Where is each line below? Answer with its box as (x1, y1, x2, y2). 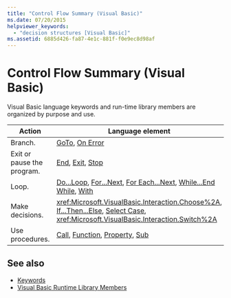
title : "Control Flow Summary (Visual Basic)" (7, 10, 143, 17)
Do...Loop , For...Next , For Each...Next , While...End (56, 178, 215, 187)
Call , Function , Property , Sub (56, 230, 149, 240)
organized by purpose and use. (7, 110, 96, 118)
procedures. (10, 235, 50, 244)
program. (10, 167, 41, 176)
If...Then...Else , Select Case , (56, 206, 146, 215)
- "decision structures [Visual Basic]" (13, 29, 131, 36)
